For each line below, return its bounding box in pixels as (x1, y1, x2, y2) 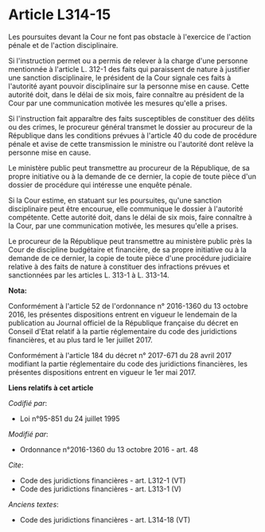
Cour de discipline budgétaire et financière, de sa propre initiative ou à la (8, 245, 247, 254)
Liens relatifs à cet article (8, 383, 94, 392)
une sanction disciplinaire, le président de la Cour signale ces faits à (8, 73, 232, 82)
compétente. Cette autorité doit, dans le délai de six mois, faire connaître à (8, 212, 252, 222)
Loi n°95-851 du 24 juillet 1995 (19, 413, 121, 424)
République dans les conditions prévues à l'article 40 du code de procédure (8, 130, 257, 140)
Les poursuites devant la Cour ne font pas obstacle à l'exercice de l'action (8, 32, 251, 41)
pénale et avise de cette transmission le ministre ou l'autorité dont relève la (8, 139, 254, 148)
